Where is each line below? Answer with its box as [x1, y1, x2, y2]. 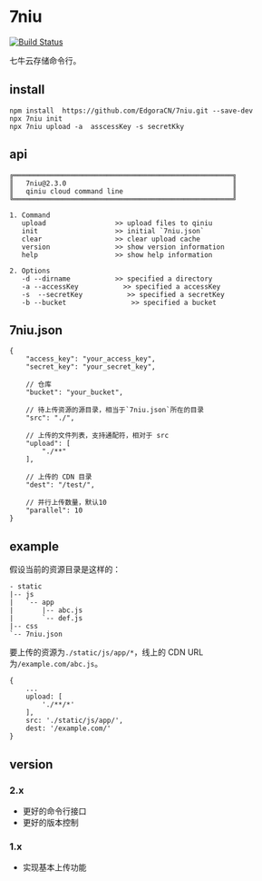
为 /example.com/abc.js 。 [9, 658, 103, 669]
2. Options [9, 266, 51, 275]
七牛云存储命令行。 [9, 54, 82, 65]
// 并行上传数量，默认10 [25, 498, 107, 508]
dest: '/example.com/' [25, 724, 112, 733]
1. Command [9, 211, 51, 220]
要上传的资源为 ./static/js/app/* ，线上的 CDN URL [9, 647, 204, 658]
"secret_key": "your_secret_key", [25, 362, 156, 371]
